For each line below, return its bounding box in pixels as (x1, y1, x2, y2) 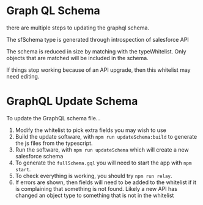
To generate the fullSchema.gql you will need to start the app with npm (15, 159, 192, 166)
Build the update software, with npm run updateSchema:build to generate (15, 133, 197, 140)
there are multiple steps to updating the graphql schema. (6, 24, 150, 31)
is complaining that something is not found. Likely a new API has (15, 185, 177, 192)
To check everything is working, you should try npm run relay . (15, 172, 172, 179)
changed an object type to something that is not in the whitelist (15, 191, 174, 199)
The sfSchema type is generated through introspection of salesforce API (6, 36, 190, 43)
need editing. (6, 72, 40, 80)
